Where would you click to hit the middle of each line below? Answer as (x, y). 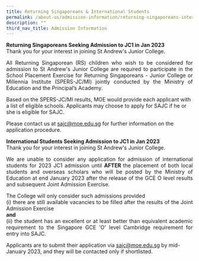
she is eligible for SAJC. (35, 112)
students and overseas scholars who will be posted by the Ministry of (99, 172)
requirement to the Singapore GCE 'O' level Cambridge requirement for (99, 227)
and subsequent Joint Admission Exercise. (58, 184)
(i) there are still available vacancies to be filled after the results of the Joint (99, 202)
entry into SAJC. (26, 234)
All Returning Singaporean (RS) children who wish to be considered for (99, 63)
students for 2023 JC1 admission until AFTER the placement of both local (100, 165)
